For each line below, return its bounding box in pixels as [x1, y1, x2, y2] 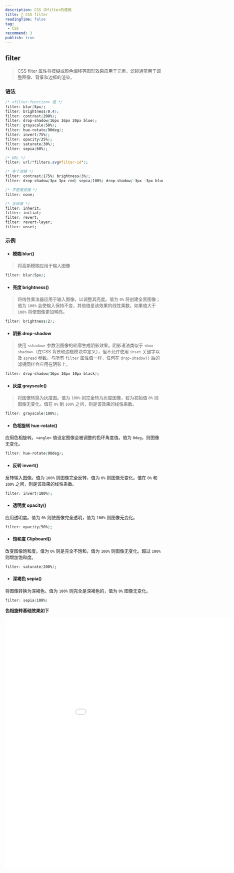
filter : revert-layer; [5, 220, 52, 225]
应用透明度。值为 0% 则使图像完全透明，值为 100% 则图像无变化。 [5, 514, 137, 520]
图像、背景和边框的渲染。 [21, 74, 75, 80]
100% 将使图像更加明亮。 [17, 309, 67, 315]
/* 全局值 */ [5, 201, 30, 206]
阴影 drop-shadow [12, 330, 51, 336]
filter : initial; [5, 210, 41, 216]
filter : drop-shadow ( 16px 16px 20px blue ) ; [5, 118, 97, 123]
